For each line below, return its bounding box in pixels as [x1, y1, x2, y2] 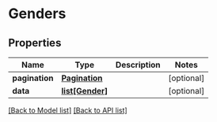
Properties [8, 36, 62, 50]
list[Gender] [61, 86, 108, 96]
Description [115, 60, 161, 70]
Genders [8, 5, 67, 23]
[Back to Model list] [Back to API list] [8, 105, 128, 115]
